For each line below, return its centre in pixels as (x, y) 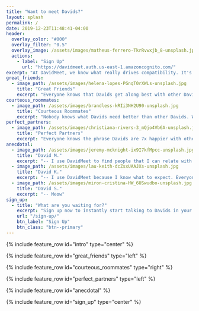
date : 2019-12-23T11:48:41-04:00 (47, 28)
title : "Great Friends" (46, 89)
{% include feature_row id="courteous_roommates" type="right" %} (89, 267)
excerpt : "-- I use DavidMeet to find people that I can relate (98, 161)
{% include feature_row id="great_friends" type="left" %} (76, 256)
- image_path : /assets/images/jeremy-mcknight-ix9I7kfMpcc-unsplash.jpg (103, 150)
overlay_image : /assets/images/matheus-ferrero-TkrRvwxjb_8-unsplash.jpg (104, 51)
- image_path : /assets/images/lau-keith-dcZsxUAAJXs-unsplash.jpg (95, 167)
